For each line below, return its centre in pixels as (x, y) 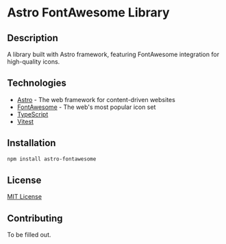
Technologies (37, 83)
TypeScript (33, 114)
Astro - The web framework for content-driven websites (96, 99)
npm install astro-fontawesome (52, 159)
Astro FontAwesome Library (88, 13)
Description (33, 38)
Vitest (25, 121)
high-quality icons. (34, 62)
